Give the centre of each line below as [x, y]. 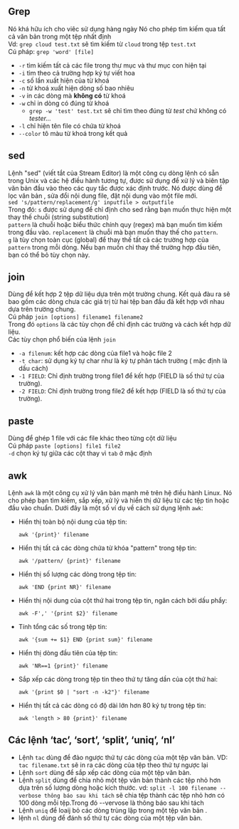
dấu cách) [33, 369]
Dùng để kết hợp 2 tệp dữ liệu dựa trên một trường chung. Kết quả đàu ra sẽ [119, 294]
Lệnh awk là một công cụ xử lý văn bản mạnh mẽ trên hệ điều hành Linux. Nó [120, 493]
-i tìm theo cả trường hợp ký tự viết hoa [77, 73]
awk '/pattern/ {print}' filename [69, 561]
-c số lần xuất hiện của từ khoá [64, 80]
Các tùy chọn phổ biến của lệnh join [62, 339]
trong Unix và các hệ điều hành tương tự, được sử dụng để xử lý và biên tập [119, 180]
